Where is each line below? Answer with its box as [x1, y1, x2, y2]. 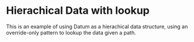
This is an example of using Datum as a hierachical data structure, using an [6, 23, 188, 30]
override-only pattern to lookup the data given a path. [6, 29, 136, 36]
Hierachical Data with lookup [6, 4, 150, 17]
